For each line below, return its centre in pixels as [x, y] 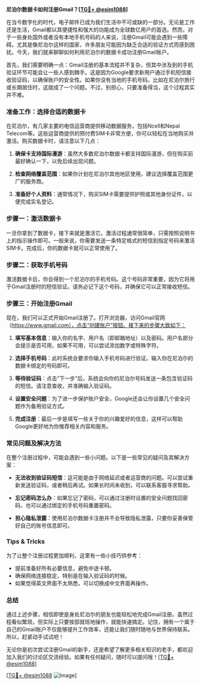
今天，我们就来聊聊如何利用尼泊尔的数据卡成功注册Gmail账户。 [94, 52]
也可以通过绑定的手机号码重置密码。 [70, 505]
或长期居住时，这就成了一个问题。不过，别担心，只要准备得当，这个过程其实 [100, 87]
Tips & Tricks [26, 542]
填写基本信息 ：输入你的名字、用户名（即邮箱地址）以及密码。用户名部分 [104, 338]
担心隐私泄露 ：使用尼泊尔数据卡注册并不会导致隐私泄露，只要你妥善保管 [104, 518]
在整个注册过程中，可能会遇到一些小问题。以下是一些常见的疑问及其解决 [95, 457]
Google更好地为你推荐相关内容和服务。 [63, 426]
